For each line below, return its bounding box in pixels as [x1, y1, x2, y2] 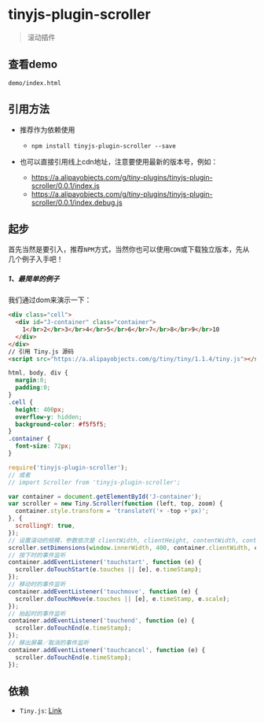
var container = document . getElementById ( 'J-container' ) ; [8, 492, 202, 500]
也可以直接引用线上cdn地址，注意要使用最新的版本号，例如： [19, 157, 218, 166]
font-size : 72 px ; [15, 442, 72, 450]
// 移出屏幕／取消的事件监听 [8, 639, 90, 647]
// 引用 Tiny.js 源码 [8, 348, 75, 356]
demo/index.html [8, 79, 61, 87]
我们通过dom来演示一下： [8, 295, 92, 304]
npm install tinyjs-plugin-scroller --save [31, 142, 177, 150]
